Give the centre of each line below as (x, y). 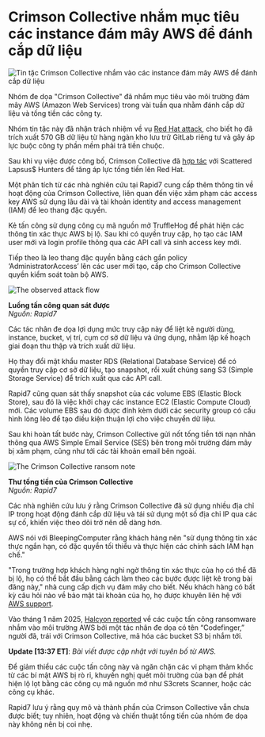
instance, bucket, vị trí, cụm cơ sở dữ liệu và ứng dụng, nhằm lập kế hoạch (129, 337)
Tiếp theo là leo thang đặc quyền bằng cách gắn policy (98, 257)
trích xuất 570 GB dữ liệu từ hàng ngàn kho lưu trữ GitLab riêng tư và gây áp (132, 137)
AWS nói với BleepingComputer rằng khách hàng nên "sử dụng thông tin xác (133, 537)
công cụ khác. (32, 692)
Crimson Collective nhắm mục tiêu (124, 17)
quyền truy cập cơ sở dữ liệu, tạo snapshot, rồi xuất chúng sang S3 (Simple (131, 370)
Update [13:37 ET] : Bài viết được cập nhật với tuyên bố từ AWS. (112, 651)
